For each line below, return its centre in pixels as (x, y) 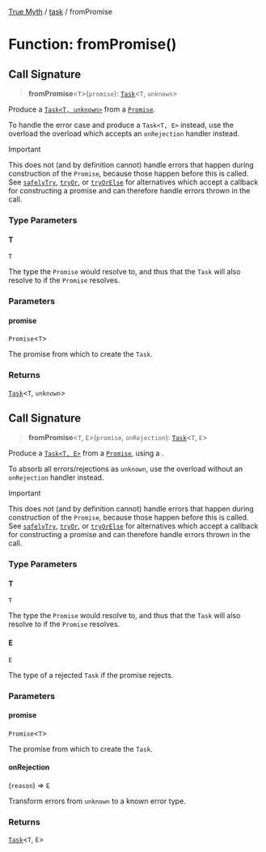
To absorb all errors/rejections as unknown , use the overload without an (126, 469)
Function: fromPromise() (93, 45)
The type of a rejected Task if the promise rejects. (91, 675)
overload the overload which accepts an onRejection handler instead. (124, 134)
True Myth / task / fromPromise (61, 12)
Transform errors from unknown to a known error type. (97, 801)
